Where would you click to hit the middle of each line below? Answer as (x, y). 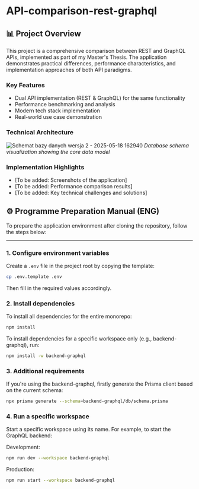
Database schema (167, 145)
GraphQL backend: (29, 436)
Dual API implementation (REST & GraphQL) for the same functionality (100, 98)
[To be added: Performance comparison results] (73, 186)
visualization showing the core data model (58, 152)
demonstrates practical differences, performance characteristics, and (91, 63)
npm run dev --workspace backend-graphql (58, 458)
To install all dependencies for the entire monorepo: (69, 317)
